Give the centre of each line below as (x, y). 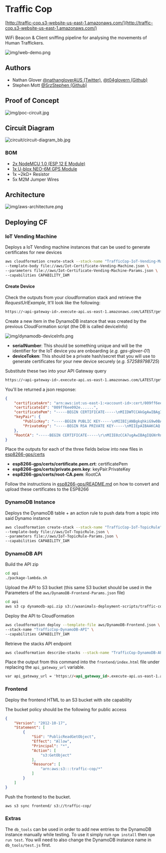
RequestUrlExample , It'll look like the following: (53, 302)
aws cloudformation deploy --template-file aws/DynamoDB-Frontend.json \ (83, 625)
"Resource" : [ (46, 765)
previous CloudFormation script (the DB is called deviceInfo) (66, 326)
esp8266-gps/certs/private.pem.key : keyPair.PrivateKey (71, 469)
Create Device (20, 286)
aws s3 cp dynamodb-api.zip (34, 606)
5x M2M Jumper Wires (36, 179)
